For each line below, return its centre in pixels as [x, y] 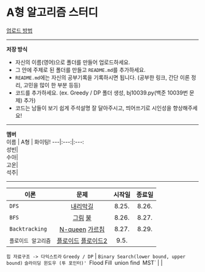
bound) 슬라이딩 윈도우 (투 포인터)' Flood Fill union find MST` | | [85, 262]
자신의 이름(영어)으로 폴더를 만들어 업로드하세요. [73, 62]
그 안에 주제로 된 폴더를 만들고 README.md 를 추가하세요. [80, 70]
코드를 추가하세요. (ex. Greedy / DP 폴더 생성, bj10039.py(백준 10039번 [101, 93]
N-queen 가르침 [82, 229]
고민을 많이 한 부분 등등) [52, 85]
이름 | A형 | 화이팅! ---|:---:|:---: [45, 141]
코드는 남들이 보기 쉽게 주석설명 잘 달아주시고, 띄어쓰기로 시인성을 [93, 108]
